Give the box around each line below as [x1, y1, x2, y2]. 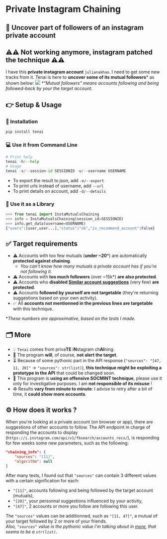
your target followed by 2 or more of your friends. [5, 518, 107, 524]
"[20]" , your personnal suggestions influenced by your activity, [12, 498, 143, 504]
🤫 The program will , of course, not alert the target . [12, 352, 118, 358]
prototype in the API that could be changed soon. [12, 370, 115, 376]
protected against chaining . [12, 258, 72, 264]
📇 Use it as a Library [5, 200, 55, 207]
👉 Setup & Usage [5, 101, 62, 109]
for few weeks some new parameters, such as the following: [5, 440, 129, 446]
